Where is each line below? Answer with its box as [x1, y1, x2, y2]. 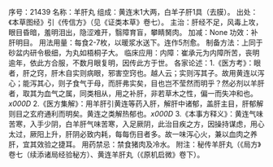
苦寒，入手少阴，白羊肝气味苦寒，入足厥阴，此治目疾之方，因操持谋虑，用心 [8, 119, 265, 129]
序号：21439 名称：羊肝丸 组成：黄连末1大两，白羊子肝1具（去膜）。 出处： [8, 7, 258, 16]
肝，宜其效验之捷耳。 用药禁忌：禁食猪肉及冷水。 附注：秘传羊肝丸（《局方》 [8, 139, 262, 149]
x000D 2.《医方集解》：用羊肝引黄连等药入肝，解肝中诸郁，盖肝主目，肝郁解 [8, 99, 264, 108]
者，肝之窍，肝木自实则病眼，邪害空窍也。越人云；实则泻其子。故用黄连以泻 [8, 68, 265, 77]
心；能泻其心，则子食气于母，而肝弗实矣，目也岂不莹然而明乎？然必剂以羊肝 [8, 78, 265, 88]
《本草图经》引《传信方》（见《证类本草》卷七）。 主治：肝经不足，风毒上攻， [8, 17, 263, 27]
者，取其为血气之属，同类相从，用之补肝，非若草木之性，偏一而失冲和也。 [8, 89, 258, 98]
